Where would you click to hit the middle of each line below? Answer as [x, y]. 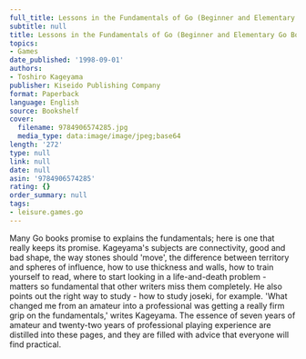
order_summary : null [49, 195]
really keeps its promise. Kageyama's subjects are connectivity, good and [148, 247]
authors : [26, 69]
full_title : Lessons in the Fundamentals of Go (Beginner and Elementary [153, 18]
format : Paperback [44, 94]
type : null [30, 153]
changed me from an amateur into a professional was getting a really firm [147, 305]
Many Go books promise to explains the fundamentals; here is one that [142, 238]
